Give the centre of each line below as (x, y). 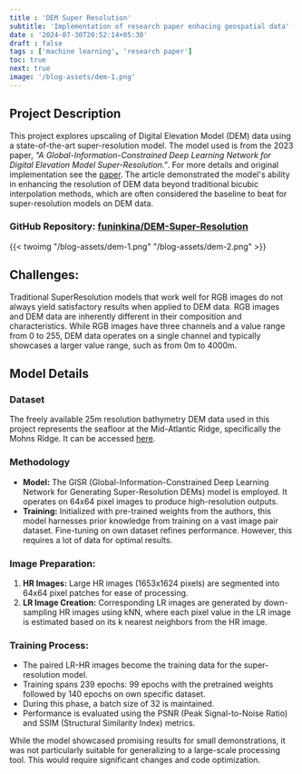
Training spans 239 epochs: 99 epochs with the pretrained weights (148, 685)
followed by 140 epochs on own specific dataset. (114, 694)
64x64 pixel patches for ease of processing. (105, 592)
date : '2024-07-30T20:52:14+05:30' (78, 35)
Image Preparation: (53, 563)
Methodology (40, 462)
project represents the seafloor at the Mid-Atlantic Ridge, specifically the (145, 429)
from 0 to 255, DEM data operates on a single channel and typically (135, 335)
